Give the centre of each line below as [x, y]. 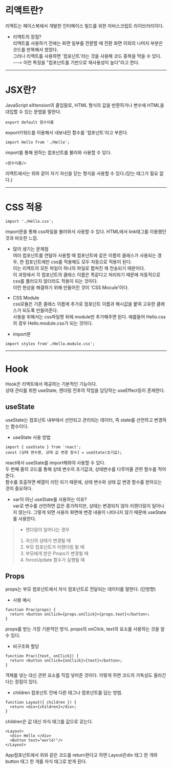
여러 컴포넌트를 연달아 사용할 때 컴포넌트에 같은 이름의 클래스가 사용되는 [84, 255]
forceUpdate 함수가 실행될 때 [55, 560]
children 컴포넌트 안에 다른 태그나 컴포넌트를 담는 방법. [68, 693]
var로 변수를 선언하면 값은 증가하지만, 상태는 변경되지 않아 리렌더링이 [82, 506]
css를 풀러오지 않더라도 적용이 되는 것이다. [55, 281]
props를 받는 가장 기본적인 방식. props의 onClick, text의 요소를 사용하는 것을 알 [85, 629]
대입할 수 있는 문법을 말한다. [33, 112]
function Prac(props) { [31, 610]
